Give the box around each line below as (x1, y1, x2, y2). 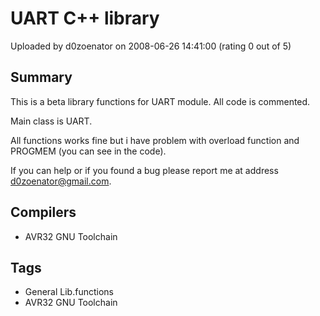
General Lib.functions (24, 286, 114, 298)
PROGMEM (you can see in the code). (10, 145, 167, 157)
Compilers (10, 204, 77, 221)
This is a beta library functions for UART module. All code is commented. (10, 95, 311, 107)
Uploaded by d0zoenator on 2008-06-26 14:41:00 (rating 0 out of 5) (10, 40, 292, 52)
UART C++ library (10, 7, 160, 30)
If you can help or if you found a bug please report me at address (10, 164, 279, 176)
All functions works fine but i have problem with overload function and (10, 134, 300, 146)
